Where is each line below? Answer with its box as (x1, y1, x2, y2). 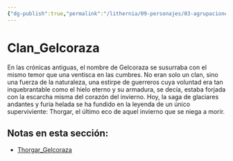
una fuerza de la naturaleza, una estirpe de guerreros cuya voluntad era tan (7, 78, 223, 86)
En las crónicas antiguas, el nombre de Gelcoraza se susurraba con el (7, 63, 207, 71)
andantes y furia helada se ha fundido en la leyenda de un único (7, 100, 191, 108)
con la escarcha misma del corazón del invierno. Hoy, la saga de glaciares (7, 92, 219, 101)
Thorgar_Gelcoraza (17, 146, 73, 154)
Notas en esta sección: (7, 127, 109, 139)
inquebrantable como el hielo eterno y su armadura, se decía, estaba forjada (7, 85, 226, 94)
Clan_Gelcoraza (7, 40, 100, 56)
